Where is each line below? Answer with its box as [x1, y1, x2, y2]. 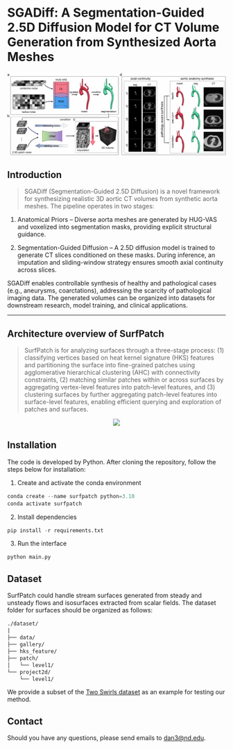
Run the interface [17, 539, 67, 548]
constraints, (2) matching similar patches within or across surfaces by [24, 376, 224, 384]
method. [7, 695, 31, 704]
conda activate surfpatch [7, 500, 82, 507]
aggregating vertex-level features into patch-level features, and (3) [24, 383, 216, 391]
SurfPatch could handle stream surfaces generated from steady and [7, 591, 202, 600]
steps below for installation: [7, 465, 86, 473]
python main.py [7, 554, 51, 561]
